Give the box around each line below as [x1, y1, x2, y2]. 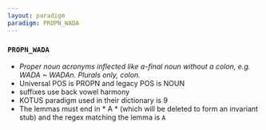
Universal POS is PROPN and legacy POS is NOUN [18, 78, 185, 88]
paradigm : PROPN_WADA [7, 19, 80, 27]
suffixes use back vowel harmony [18, 87, 130, 97]
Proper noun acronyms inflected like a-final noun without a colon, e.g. [18, 61, 251, 71]
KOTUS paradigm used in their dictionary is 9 [18, 95, 169, 104]
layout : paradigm [7, 11, 66, 20]
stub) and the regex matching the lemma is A [18, 112, 166, 122]
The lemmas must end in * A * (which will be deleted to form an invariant [18, 104, 259, 113]
